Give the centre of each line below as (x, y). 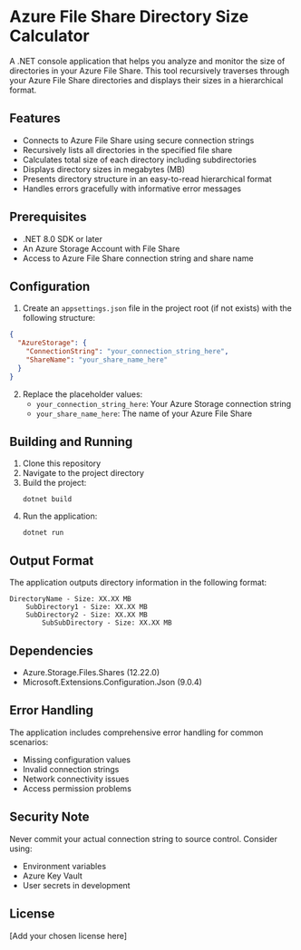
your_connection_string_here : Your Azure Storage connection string (164, 403)
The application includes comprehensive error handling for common (136, 732)
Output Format (52, 561)
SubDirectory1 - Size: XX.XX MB (87, 607)
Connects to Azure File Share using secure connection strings (138, 140)
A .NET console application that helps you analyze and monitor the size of (147, 61)
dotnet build (47, 499)
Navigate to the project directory (83, 473)
